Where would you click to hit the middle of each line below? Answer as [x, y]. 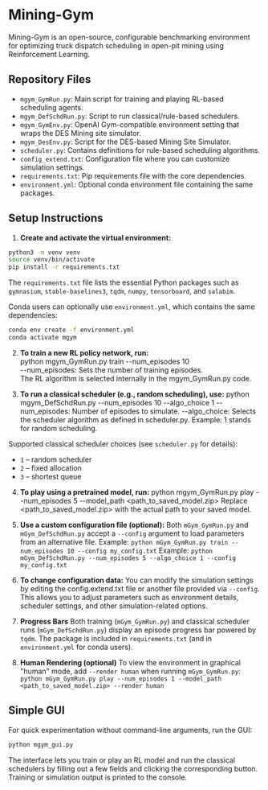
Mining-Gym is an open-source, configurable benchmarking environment [129, 37]
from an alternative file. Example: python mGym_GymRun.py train [124, 541]
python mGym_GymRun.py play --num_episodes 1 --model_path [121, 679]
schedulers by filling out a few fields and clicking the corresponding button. [133, 768]
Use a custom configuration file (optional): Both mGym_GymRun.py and [134, 525]
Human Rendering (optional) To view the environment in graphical [130, 662]
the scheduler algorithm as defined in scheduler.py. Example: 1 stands [135, 419]
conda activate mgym [43, 338]
